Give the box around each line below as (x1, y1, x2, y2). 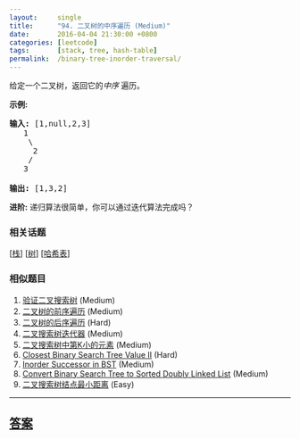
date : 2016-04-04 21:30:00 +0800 (9, 29, 158, 38)
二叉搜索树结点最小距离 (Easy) (21, 378, 135, 389)
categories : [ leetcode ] (9, 37, 98, 47)
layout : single (9, 12, 82, 22)
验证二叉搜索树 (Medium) (21, 294, 116, 305)
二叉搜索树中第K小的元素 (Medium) (21, 339, 152, 350)
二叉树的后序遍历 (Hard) (21, 317, 112, 327)
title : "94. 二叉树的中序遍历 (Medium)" (9, 21, 171, 30)
